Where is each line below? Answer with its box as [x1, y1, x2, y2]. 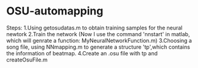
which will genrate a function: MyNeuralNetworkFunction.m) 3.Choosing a [6, 37, 192, 44]
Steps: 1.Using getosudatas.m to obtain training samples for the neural [6, 24, 183, 31]
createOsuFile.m [6, 56, 48, 63]
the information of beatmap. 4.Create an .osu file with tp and [6, 49, 158, 57]
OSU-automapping [6, 4, 104, 18]
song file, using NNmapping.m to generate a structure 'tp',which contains [6, 43, 191, 51]
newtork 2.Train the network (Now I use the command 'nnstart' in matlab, [6, 30, 190, 37]
